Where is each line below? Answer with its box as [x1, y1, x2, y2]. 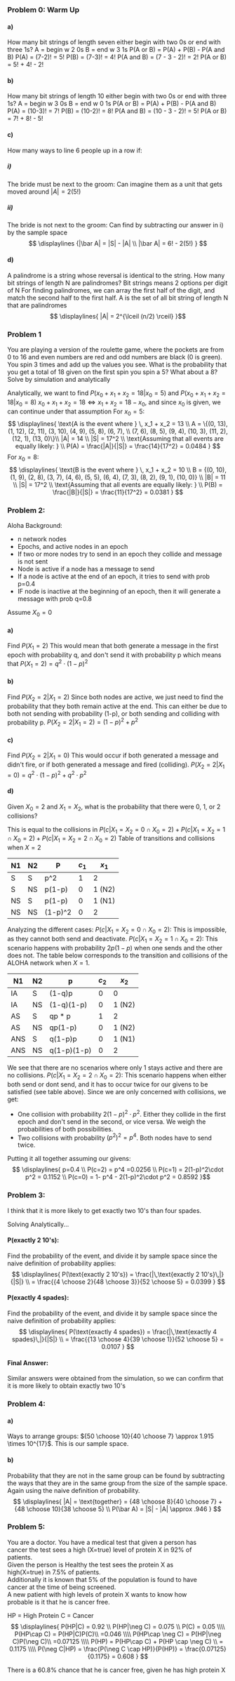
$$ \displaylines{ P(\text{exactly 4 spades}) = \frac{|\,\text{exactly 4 [18, 1327, 217, 1336]
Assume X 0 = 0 [7, 609, 53, 618]
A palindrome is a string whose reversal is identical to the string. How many [7, 271, 225, 279]
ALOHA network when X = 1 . [7, 958, 90, 966]
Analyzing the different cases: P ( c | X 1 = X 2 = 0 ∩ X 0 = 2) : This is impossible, [7, 925, 227, 936]
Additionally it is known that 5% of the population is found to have [7, 1575, 198, 1583]
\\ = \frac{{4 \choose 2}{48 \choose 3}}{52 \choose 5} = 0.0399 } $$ [25, 1277, 226, 1286]
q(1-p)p [48, 1034, 77, 1044]
